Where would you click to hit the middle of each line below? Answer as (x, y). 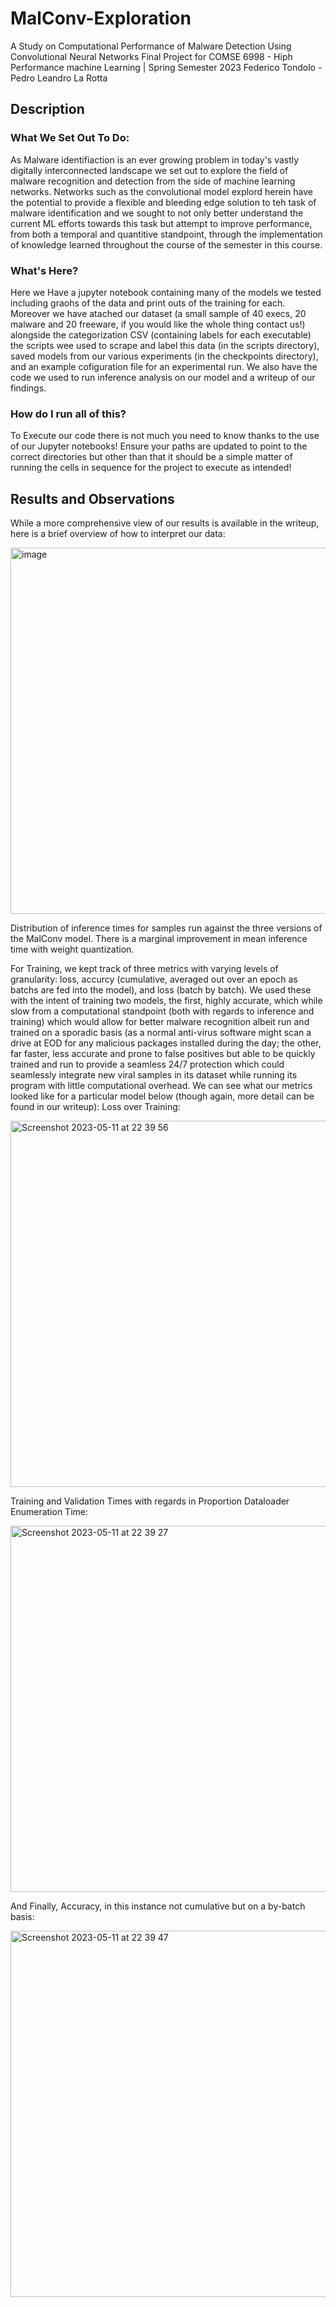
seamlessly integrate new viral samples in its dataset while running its (154, 1075)
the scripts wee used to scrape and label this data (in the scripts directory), (165, 345)
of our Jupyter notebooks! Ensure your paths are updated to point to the (159, 446)
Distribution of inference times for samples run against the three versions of (166, 928)
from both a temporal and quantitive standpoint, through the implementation (166, 234)
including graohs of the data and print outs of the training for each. (148, 303)
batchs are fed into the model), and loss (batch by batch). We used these (161, 990)
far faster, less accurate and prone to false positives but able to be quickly (163, 1054)
